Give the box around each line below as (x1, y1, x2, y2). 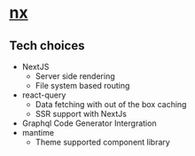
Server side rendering (35, 71, 115, 82)
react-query (21, 90, 66, 100)
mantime (21, 128, 55, 137)
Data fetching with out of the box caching (35, 99, 187, 109)
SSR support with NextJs (35, 109, 127, 119)
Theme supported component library (35, 136, 170, 147)
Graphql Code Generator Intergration (21, 118, 157, 129)
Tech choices (9, 38, 85, 53)
